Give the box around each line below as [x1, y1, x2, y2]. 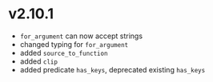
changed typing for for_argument [19, 39, 129, 49]
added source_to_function [19, 48, 108, 57]
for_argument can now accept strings [19, 31, 143, 41]
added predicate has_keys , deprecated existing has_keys [19, 64, 206, 74]
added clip [19, 57, 58, 66]
